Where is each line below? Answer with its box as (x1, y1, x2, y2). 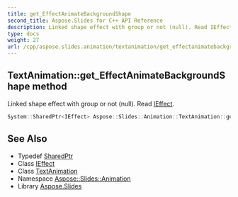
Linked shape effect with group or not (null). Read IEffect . (7, 99, 175, 108)
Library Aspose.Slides (17, 181, 82, 190)
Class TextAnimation (17, 167, 78, 175)
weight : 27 (7, 37, 40, 44)
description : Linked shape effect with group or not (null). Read (7, 23, 208, 30)
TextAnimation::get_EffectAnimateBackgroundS (7, 69, 225, 81)
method (31, 81, 67, 93)
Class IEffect (17, 159, 55, 167)
